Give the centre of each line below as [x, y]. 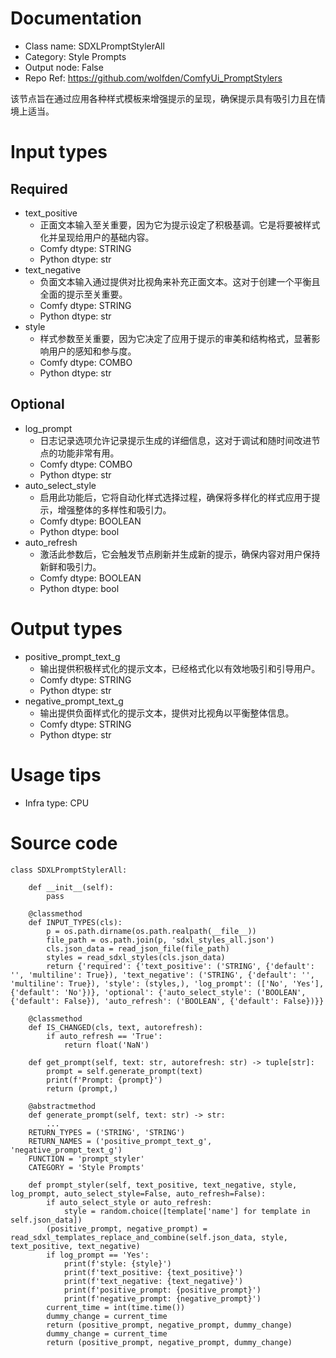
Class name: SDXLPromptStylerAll [94, 46]
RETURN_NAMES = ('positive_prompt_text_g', [120, 1141]
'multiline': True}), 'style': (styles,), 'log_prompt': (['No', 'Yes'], [167, 983]
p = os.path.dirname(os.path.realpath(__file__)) [151, 931]
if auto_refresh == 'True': [104, 1036]
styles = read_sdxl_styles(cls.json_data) [136, 957]
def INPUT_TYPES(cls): [75, 922]
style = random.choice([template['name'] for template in [187, 1211]
